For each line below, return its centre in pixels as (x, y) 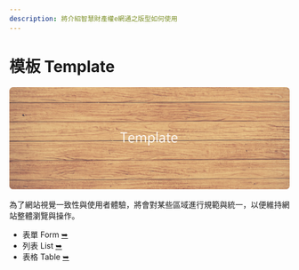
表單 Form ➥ (45, 234)
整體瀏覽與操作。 (48, 216)
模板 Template (62, 66)
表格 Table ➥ (45, 257)
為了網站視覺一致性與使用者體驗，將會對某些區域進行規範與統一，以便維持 (145, 205)
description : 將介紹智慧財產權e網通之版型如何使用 (93, 19)
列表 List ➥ (42, 246)
